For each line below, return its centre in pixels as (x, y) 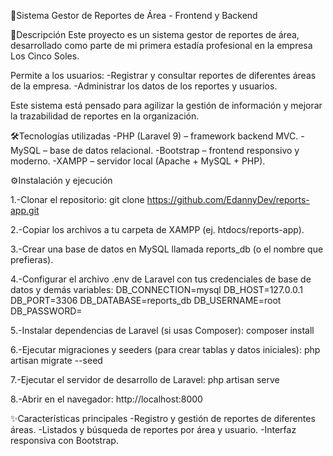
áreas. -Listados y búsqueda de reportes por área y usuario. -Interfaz (153, 429)
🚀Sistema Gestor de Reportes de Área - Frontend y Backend (134, 15)
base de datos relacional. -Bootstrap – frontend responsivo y (174, 150)
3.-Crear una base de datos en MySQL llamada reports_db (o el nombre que (167, 249)
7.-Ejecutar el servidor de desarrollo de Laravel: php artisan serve (145, 379)
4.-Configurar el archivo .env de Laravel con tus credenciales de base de (161, 279)
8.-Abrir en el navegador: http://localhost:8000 (106, 399)
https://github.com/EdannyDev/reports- (228, 199)
